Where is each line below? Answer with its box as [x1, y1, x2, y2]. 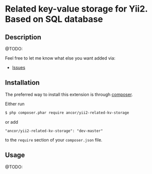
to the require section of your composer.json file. [5, 137, 103, 142]
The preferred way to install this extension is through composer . [5, 91, 133, 97]
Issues [12, 64, 26, 70]
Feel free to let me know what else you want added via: [5, 55, 116, 61]
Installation [5, 79, 40, 87]
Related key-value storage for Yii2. [5, 3, 148, 15]
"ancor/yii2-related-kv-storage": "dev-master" [5, 128, 103, 133]
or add [5, 119, 18, 125]
